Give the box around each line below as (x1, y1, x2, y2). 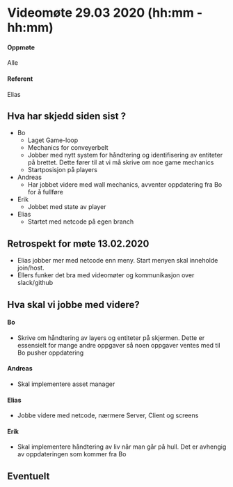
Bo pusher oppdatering (17, 348, 84, 357)
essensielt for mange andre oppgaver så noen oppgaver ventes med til (17, 341, 220, 349)
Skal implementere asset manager (17, 380, 115, 388)
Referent (7, 75, 33, 83)
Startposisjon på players (27, 166, 97, 174)
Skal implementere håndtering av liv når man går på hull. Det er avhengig (17, 442, 227, 451)
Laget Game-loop (27, 136, 79, 144)
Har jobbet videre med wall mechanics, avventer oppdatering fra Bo (27, 180, 223, 189)
